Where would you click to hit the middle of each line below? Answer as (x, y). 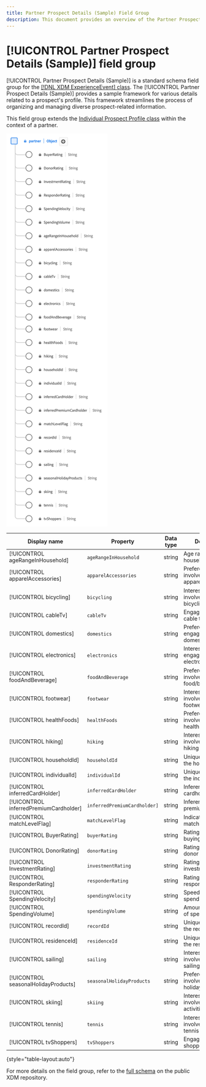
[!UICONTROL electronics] (42, 655)
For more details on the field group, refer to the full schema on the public (98, 1071)
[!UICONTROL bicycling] (40, 597)
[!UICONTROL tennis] (36, 1024)
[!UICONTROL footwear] (40, 698)
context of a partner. (32, 125)
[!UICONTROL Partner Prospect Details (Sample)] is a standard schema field (103, 80)
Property (123, 541)
